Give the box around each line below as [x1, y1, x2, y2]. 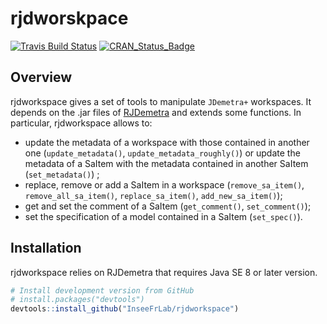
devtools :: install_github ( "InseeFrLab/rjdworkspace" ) [10, 304, 240, 314]
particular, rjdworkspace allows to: [10, 117, 153, 129]
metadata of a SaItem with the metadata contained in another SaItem [24, 157, 309, 169]
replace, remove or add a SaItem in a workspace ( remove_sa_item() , [24, 178, 305, 191]
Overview [10, 69, 73, 86]
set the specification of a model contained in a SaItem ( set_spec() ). [24, 210, 303, 222]
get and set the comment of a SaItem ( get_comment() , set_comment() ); [24, 200, 312, 212]
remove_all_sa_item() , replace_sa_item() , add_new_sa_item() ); [24, 189, 283, 201]
